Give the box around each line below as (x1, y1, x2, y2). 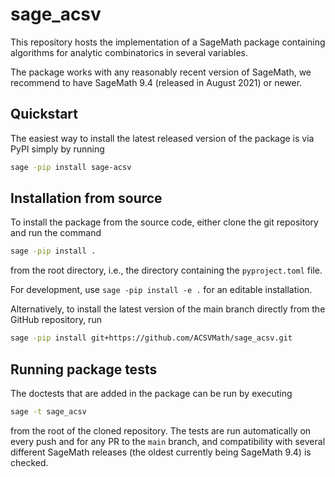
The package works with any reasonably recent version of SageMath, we (10, 66, 312, 78)
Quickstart (10, 106, 79, 123)
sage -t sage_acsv (10, 407, 87, 417)
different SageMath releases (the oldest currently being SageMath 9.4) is (10, 446, 312, 458)
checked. (10, 456, 49, 468)
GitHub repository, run (10, 314, 102, 326)
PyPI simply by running (10, 143, 105, 155)
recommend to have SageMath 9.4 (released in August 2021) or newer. (10, 76, 303, 88)
